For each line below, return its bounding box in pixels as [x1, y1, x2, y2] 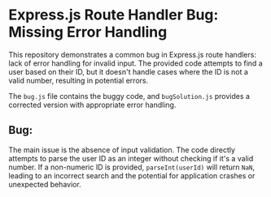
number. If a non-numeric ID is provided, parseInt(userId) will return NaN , [8, 162, 255, 172]
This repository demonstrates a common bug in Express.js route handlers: [8, 49, 256, 59]
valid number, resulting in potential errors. [8, 75, 149, 85]
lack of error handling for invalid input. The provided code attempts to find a [8, 58, 263, 68]
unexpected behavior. [8, 179, 81, 189]
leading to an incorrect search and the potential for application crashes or [8, 170, 256, 180]
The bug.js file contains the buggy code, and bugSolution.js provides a [8, 91, 251, 101]
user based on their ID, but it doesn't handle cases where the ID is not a [8, 66, 248, 76]
